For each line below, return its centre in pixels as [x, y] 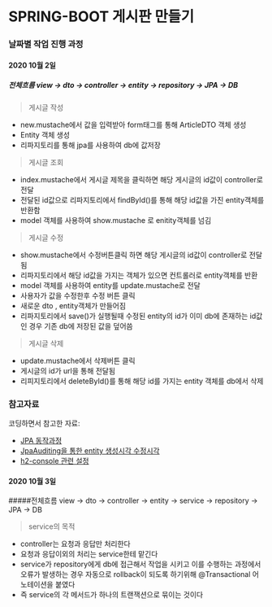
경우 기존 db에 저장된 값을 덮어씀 [81, 325]
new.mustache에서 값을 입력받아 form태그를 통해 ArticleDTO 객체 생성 [133, 124]
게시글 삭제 [46, 343]
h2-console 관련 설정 [54, 461]
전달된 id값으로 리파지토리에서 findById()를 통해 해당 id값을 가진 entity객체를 [142, 199]
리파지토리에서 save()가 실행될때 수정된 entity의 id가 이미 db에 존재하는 [134, 316]
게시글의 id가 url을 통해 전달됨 [68, 370]
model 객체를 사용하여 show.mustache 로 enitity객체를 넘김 [116, 220]
